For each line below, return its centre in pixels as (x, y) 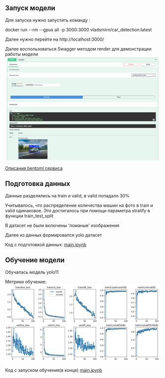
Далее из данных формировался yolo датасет (54, 235)
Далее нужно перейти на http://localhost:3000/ (55, 39)
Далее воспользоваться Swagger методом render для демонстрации (78, 48)
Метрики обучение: (26, 282)
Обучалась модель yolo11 (32, 272)
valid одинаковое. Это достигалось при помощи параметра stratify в (78, 210)
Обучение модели (35, 260)
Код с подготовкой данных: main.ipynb (46, 244)
